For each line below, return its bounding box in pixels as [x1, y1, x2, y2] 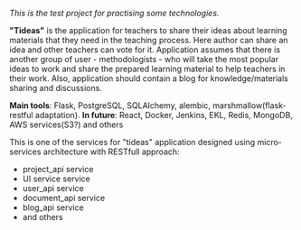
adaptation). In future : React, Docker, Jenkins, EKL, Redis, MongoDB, [34, 110, 294, 120]
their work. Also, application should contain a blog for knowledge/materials [9, 73, 289, 84]
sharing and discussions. [9, 83, 102, 93]
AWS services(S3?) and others [9, 119, 124, 130]
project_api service [22, 164, 94, 174]
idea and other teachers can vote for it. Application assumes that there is [9, 44, 281, 55]
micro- [257, 137, 283, 147]
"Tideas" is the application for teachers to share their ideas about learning [9, 25, 287, 35]
